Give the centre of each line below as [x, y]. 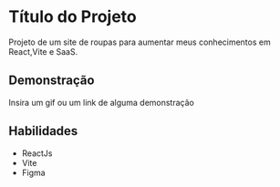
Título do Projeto [73, 17]
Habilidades [43, 131]
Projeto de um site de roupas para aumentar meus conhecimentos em [140, 42]
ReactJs [37, 153]
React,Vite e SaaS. [43, 51]
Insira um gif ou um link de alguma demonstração [102, 102]
